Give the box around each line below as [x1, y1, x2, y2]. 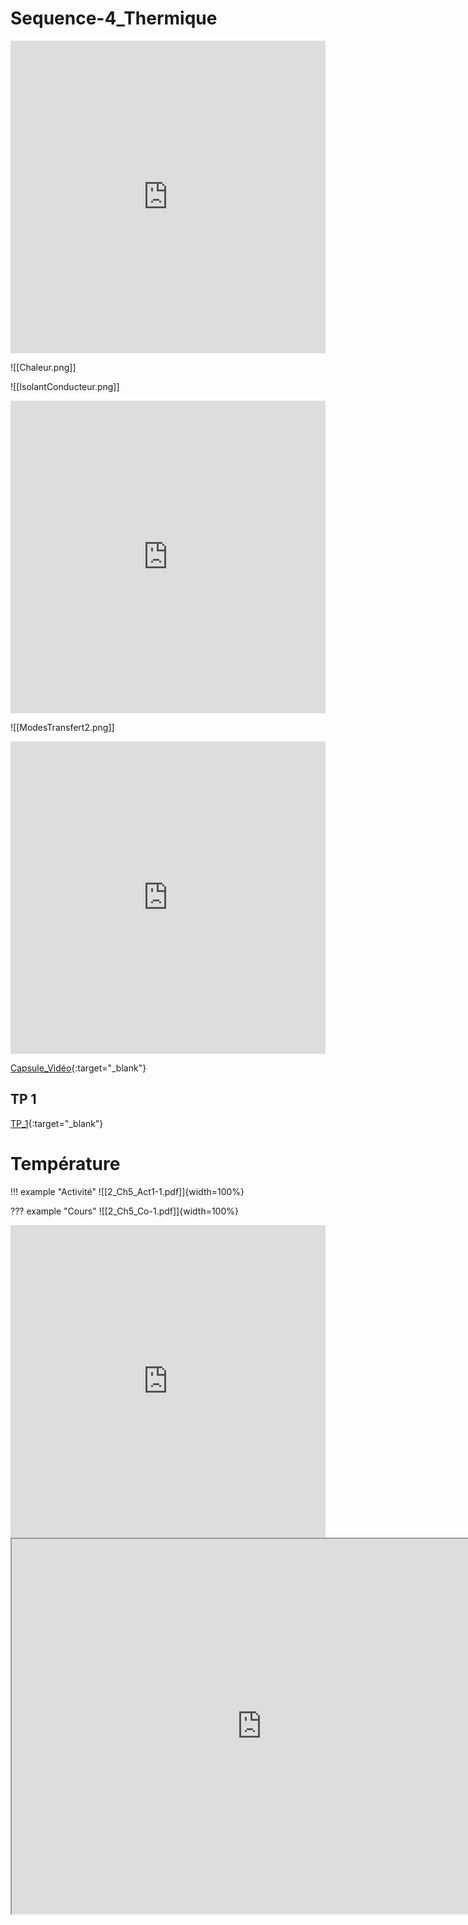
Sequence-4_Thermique [10, 7, 218, 30]
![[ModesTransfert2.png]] [10, 721, 115, 733]
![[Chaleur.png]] [10, 361, 77, 373]
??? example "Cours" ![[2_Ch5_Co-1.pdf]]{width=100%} [10, 1205, 239, 1217]
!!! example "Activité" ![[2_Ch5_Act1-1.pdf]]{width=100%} [10, 1185, 245, 1197]
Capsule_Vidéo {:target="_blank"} [10, 1062, 147, 1074]
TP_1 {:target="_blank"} [10, 1117, 104, 1129]
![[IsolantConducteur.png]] [10, 380, 120, 392]
